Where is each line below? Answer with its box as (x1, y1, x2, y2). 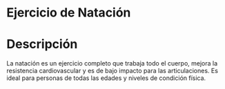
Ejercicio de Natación (6, 5, 131, 21)
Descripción (6, 37, 78, 52)
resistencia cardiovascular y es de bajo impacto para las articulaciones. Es (6, 67, 219, 75)
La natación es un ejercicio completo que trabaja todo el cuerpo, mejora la (6, 59, 218, 68)
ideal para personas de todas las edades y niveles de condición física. (6, 74, 206, 82)
